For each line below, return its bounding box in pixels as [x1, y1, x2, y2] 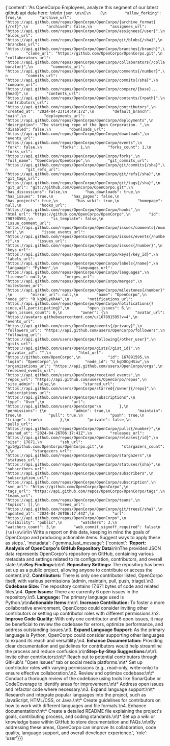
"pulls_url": [5, 422, 33, 427]
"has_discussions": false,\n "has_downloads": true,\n [5, 189, 140, 195]
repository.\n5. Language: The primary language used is [5, 594, 124, 600]
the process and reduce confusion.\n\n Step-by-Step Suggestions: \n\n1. [5, 648, 158, 654]
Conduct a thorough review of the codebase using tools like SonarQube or [5, 676, 161, 681]
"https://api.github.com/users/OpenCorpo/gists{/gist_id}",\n [5, 346, 140, 351]
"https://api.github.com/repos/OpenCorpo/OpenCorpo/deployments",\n [5, 118, 154, 123]
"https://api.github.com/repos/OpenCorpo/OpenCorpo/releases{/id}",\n [5, 435, 158, 440]
